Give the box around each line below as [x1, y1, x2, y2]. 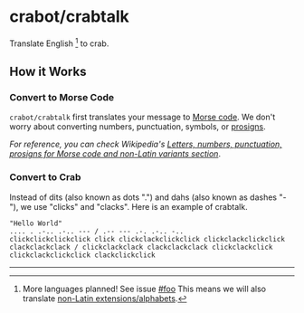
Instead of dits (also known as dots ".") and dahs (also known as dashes [9, 192, 278, 203]
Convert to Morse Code [9, 90, 115, 103]
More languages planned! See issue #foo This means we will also [22, 283, 267, 294]
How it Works [9, 63, 87, 79]
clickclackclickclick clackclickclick [9, 251, 156, 260]
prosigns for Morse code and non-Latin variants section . [9, 148, 222, 159]
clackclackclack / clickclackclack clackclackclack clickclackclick [9, 242, 273, 251]
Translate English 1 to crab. [9, 36, 109, 49]
